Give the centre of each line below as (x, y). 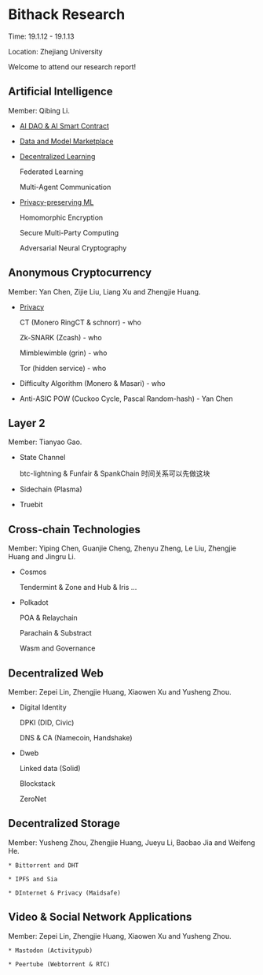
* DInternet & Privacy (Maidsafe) (65, 893)
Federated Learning (51, 172)
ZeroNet (33, 799)
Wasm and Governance (57, 648)
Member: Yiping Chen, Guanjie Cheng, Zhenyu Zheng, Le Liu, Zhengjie (122, 548)
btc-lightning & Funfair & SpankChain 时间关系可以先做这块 (115, 473)
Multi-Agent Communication (65, 187)
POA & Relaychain (48, 618)
